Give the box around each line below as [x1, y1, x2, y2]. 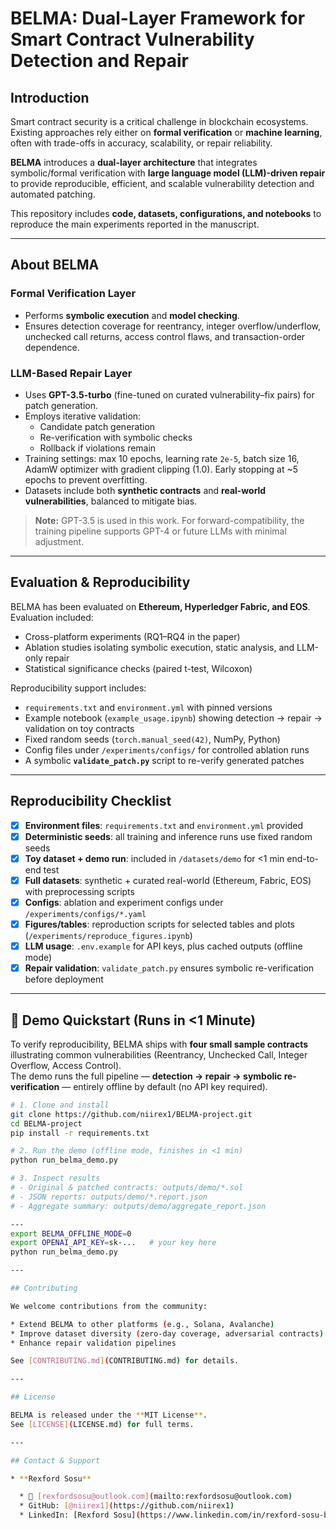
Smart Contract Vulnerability [10, 28, 255, 51]
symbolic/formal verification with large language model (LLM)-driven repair [10, 167, 326, 179]
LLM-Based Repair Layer [10, 366, 133, 380]
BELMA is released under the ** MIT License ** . [10, 1410, 208, 1421]
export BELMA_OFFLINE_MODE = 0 [10, 1228, 132, 1239]
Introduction [10, 89, 90, 106]
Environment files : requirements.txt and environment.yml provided [24, 819, 304, 831]
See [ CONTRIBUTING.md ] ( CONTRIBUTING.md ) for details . [10, 1356, 240, 1366]
